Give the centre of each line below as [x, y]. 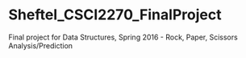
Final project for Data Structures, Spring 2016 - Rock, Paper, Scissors [123, 37]
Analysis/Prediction [41, 45]
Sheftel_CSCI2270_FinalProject [115, 15]
